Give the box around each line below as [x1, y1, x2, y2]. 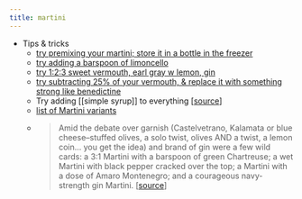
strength [58, 179, 90, 190]
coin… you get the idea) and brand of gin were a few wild [58, 141, 271, 152]
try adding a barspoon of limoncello [35, 57, 169, 68]
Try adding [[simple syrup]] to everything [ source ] [35, 95, 223, 106]
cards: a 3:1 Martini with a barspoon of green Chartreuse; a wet [58, 150, 294, 162]
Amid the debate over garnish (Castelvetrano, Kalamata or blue [58, 122, 293, 133]
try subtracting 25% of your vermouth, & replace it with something [35, 76, 282, 86]
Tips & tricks [22, 38, 69, 49]
